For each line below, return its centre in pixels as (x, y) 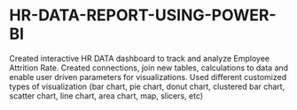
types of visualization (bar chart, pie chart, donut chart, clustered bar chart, (147, 86)
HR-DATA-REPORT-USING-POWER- (143, 15)
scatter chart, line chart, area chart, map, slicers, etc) (106, 95)
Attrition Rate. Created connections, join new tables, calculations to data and (149, 68)
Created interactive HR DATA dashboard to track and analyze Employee (140, 58)
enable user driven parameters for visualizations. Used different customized (148, 77)
